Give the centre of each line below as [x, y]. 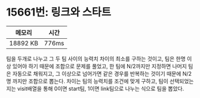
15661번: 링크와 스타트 [59, 12]
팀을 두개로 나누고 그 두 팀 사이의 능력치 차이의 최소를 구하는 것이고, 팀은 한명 [96, 59]
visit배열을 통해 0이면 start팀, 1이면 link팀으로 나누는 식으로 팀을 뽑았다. [101, 88]
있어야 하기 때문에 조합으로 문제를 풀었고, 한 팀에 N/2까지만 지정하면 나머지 [99, 66]
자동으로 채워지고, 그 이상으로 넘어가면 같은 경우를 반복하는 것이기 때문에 [97, 73]
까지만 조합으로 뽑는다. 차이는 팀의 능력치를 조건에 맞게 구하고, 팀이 [90, 81]
